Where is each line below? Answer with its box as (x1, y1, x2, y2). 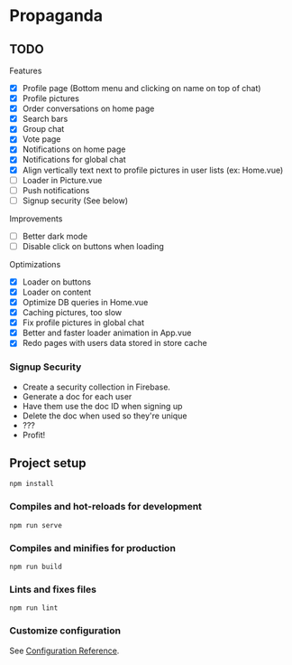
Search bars (22, 114, 68, 125)
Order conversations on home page (22, 103, 155, 114)
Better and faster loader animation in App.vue (22, 327, 192, 339)
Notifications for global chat (22, 155, 126, 165)
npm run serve (9, 520, 63, 529)
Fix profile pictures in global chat (22, 317, 145, 328)
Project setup (9, 455, 87, 471)
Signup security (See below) (22, 195, 129, 206)
